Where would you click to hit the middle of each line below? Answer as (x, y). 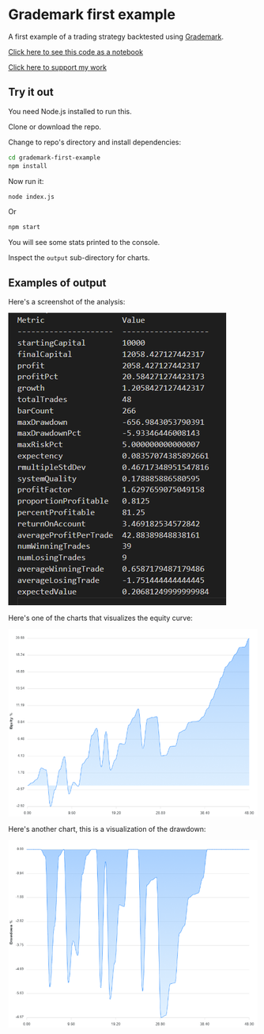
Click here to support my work (57, 67)
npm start (25, 228)
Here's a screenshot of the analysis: (67, 302)
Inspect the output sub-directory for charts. (79, 258)
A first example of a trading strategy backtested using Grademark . (116, 36)
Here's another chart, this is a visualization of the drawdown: (107, 829)
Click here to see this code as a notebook (76, 52)
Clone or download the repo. (55, 126)
